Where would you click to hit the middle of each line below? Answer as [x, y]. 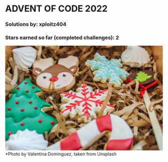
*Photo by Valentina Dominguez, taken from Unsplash [61, 154]
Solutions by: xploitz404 [36, 24]
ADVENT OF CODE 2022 [56, 9]
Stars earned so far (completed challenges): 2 [62, 38]
